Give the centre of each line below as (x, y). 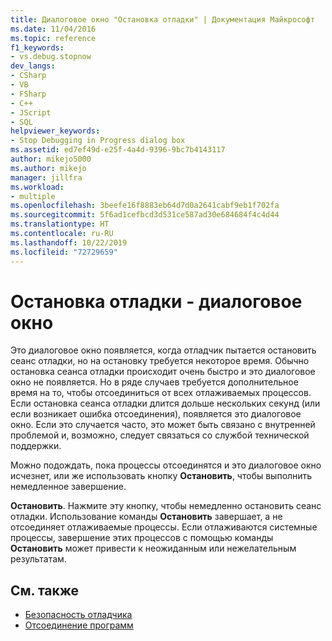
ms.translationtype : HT (60, 224)
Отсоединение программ (79, 625)
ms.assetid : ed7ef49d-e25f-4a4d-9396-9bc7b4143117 (118, 150)
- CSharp (28, 76)
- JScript (31, 112)
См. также (45, 590)
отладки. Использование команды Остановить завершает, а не (146, 517)
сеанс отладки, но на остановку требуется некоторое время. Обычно (160, 361)
